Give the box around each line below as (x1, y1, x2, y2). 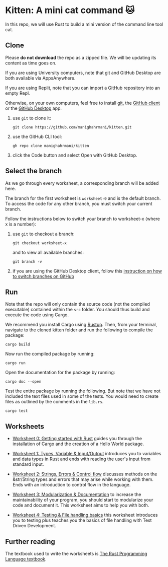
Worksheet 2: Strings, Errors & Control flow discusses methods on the (12, 471, 157, 477)
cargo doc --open (5, 379, 42, 384)
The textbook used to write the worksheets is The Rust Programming (5, 551, 147, 556)
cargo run (5, 361, 26, 366)
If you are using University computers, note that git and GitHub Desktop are (5, 69, 161, 76)
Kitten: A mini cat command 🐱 (5, 5, 135, 16)
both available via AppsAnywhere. (5, 75, 76, 81)
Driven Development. (12, 523, 57, 529)
